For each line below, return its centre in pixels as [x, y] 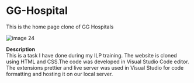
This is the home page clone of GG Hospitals [60, 27]
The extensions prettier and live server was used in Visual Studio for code [95, 67]
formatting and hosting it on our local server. [60, 74]
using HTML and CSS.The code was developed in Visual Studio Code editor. [98, 62]
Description [21, 49]
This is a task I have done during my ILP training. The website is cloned [91, 55]
